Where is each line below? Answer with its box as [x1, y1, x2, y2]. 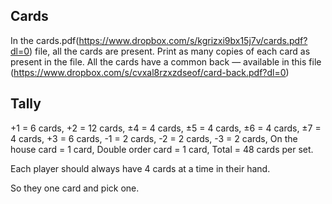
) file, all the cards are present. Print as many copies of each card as [29, 45, 311, 57]
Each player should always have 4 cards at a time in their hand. [10, 162, 271, 174]
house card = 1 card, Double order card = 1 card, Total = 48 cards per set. [10, 143, 314, 155]
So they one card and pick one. [10, 182, 140, 194]
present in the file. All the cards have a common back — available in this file [10, 55, 322, 68]
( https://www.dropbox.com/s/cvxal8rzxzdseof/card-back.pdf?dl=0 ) [10, 66, 290, 78]
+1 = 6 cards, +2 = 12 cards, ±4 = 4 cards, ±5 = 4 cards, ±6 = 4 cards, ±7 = [10, 122, 322, 134]
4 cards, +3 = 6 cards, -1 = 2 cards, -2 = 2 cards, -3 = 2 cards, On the [10, 132, 298, 144]
